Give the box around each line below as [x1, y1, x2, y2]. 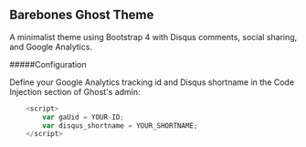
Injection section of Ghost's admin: [9, 86, 141, 97]
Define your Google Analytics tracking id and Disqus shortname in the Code [9, 77, 295, 88]
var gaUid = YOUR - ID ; [42, 112, 125, 121]
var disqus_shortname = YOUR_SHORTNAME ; [42, 121, 198, 131]
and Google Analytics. [9, 41, 93, 52]
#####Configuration [9, 58, 87, 69]
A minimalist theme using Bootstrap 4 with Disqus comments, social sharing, [9, 31, 298, 42]
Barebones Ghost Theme [9, 7, 154, 23]
